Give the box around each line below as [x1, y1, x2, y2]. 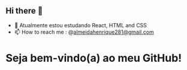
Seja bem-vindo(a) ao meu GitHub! [5, 52, 182, 65]
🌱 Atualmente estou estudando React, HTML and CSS [14, 21, 147, 28]
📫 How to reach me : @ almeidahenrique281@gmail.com [14, 28, 154, 36]
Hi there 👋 [5, 6, 43, 16]
